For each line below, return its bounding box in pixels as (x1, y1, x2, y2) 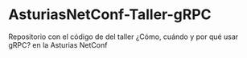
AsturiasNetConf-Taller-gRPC (8, 6, 212, 24)
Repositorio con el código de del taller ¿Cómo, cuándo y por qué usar (8, 32, 239, 41)
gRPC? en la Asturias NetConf (8, 40, 108, 49)
